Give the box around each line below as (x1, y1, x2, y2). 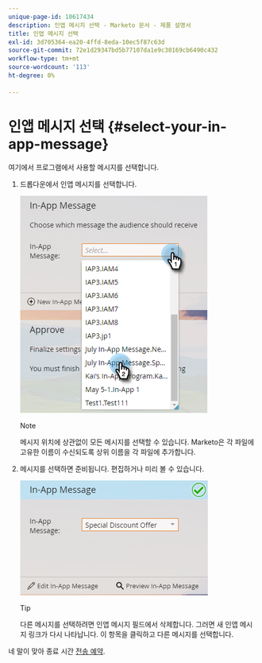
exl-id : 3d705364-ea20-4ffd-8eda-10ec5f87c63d (8, 38, 165, 46)
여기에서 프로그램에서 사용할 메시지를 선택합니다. (8, 162, 160, 172)
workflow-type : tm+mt (8, 55, 80, 63)
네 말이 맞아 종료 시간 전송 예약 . (8, 646, 106, 656)
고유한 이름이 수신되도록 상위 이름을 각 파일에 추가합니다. (19, 447, 196, 456)
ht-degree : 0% (8, 72, 56, 79)
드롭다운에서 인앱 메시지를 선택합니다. (19, 179, 137, 188)
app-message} (8, 135, 110, 153)
